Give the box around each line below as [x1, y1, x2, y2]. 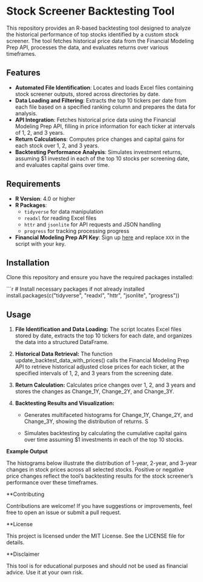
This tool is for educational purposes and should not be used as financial [6, 563, 188, 570]
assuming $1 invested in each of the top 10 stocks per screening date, [15, 155, 190, 162]
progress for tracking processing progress [24, 227, 130, 234]
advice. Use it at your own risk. [6, 569, 84, 576]
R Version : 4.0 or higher [15, 195, 76, 202]
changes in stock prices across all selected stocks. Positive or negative [6, 466, 184, 473]
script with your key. [15, 240, 66, 247]
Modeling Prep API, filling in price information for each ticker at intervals [15, 123, 195, 130]
